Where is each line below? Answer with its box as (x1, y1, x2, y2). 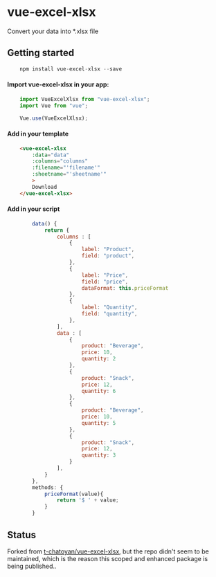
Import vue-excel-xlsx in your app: (7, 80, 109, 89)
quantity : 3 (81, 452, 116, 459)
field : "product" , (81, 253, 135, 259)
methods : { (32, 484, 64, 491)
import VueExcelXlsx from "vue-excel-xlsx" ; (19, 95, 150, 102)
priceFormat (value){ (44, 491, 104, 497)
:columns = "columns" (32, 158, 89, 165)
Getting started (7, 47, 75, 59)
